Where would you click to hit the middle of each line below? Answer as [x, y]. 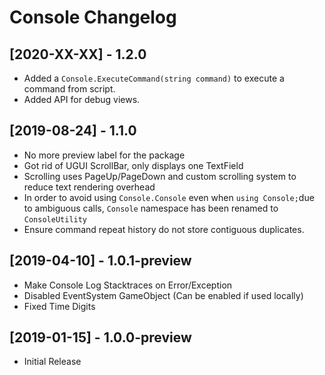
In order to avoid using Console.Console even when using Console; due [169, 197]
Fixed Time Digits [59, 306]
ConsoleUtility [55, 219]
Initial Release [52, 362]
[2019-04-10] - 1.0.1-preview [100, 261]
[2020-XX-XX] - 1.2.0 [78, 54]
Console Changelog [93, 17]
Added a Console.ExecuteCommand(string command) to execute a [154, 78]
